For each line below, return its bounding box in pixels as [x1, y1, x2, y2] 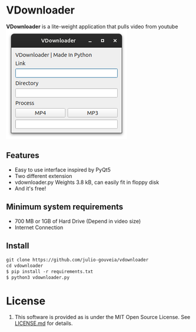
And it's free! [14, 185, 46, 192]
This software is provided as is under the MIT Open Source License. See [14, 314, 191, 321]
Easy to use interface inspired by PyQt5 [14, 166, 111, 173]
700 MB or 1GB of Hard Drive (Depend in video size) [14, 217, 141, 224]
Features [6, 150, 39, 160]
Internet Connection [14, 224, 64, 231]
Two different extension [14, 172, 72, 179]
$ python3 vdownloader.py [6, 274, 69, 281]
